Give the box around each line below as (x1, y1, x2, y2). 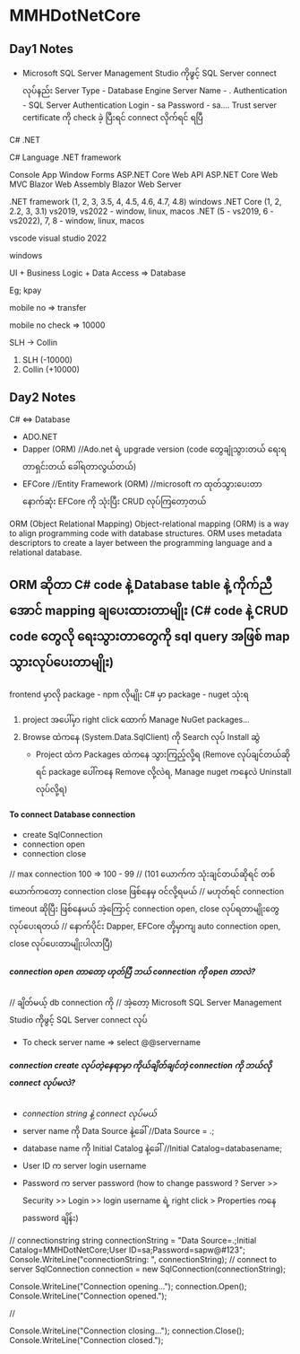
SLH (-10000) (21, 355, 73, 365)
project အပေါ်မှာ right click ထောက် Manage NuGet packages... (21, 714, 251, 725)
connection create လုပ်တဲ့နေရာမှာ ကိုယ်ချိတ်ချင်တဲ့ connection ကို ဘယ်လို (9, 1060, 272, 1071)
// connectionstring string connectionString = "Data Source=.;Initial (9, 1235, 257, 1245)
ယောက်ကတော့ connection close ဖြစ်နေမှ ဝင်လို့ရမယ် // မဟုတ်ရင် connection (9, 885, 285, 896)
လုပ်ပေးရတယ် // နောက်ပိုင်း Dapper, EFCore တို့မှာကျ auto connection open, (9, 920, 281, 931)
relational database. (9, 547, 82, 558)
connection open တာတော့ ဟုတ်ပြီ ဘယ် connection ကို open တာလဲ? (9, 966, 256, 977)
